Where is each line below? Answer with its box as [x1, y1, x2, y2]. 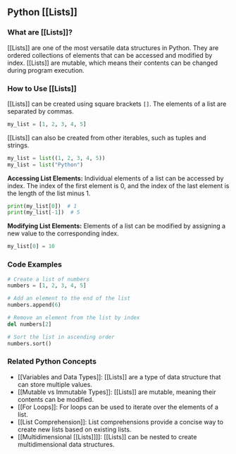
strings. [7, 141, 30, 149]
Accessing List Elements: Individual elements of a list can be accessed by [7, 173, 224, 183]
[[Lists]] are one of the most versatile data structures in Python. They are [7, 43, 219, 52]
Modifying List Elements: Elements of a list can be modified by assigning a [7, 222, 226, 231]
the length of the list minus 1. [7, 189, 91, 197]
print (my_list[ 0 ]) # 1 [7, 202, 77, 209]
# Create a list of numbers [7, 276, 90, 283]
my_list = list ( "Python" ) [7, 161, 83, 168]
